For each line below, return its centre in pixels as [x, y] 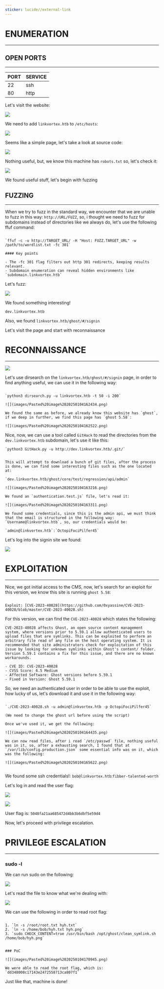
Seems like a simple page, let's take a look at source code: [64, 143]
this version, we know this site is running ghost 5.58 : [58, 592]
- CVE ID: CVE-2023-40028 [31, 667]
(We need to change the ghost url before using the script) [68, 716]
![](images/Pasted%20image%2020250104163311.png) [57, 505]
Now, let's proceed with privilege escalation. [50, 823]
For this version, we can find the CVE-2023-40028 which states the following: [81, 619]
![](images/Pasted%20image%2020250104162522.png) [57, 426]
